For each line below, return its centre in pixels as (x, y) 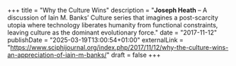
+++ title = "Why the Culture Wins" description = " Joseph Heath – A (107, 10)
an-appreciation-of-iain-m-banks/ (57, 55)
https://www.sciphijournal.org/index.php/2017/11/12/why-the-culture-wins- (119, 47)
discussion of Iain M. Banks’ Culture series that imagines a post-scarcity (113, 18)
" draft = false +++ (133, 55)
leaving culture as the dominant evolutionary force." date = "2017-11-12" (112, 32)
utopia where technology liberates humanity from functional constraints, (113, 25)
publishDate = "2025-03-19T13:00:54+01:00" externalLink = (96, 40)
